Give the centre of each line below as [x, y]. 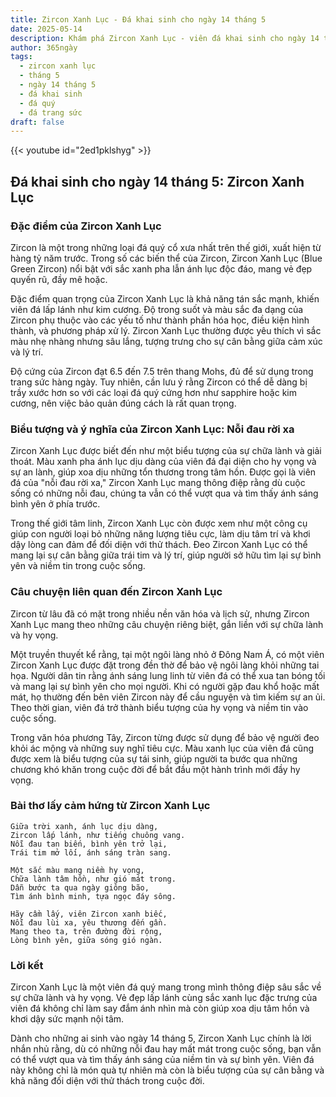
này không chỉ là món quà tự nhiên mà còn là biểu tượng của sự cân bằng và [167, 1070]
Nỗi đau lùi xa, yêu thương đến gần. [89, 922]
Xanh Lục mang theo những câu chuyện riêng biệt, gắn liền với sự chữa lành [167, 624]
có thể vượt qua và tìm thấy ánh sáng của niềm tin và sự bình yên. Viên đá [162, 1060]
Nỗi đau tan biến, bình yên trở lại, [89, 844]
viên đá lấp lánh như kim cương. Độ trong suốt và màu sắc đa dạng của [157, 309]
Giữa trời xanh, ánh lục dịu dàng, [84, 826]
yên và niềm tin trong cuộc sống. [78, 566]
